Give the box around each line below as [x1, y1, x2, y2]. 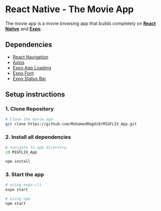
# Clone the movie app [5, 117, 53, 122]
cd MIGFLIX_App [5, 150, 37, 155]
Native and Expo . [5, 25, 42, 31]
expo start [5, 187, 28, 192]
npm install [5, 159, 30, 164]
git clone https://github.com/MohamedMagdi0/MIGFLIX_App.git [5, 122, 137, 127]
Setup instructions [5, 90, 65, 99]
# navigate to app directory [5, 145, 67, 150]
